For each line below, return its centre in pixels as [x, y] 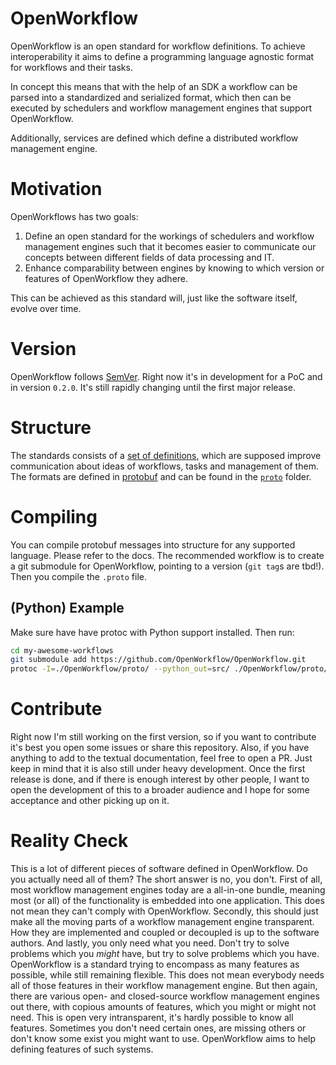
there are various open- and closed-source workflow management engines [165, 996]
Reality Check [69, 841]
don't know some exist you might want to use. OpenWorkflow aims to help [163, 1038]
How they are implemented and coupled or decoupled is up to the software [165, 932]
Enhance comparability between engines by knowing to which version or [174, 268]
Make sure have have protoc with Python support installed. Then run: [152, 632]
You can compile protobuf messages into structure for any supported [153, 544]
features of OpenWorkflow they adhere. [106, 278]
